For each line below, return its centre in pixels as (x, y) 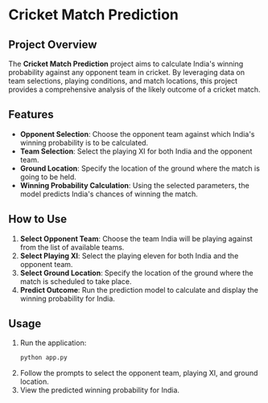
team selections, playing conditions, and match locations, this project (123, 81)
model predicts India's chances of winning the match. (109, 194)
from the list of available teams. (72, 247)
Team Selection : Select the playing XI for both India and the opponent (136, 151)
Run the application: (53, 343)
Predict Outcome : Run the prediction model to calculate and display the (139, 290)
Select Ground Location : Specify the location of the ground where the (136, 273)
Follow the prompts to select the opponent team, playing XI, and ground (139, 373)
